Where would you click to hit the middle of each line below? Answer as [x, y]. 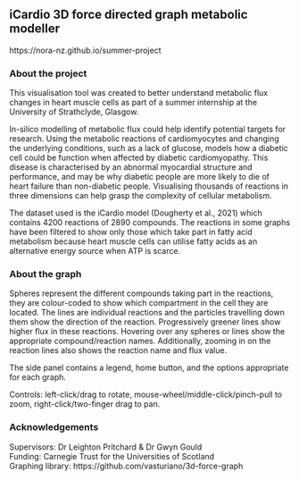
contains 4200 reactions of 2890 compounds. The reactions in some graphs [150, 223]
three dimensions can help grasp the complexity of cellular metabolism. [141, 196]
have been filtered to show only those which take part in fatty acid [131, 232]
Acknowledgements [54, 427]
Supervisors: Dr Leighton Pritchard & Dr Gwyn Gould [106, 447]
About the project [48, 73]
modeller [35, 29]
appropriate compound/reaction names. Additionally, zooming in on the [140, 341]
